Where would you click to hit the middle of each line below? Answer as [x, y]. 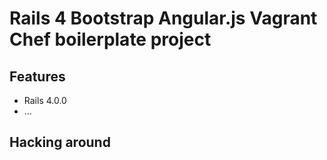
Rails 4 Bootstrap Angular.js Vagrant [163, 18]
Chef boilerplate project [110, 39]
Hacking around [60, 142]
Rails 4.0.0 [45, 100]
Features [37, 76]
